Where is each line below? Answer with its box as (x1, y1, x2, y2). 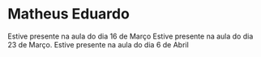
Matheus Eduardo (7, 5, 130, 23)
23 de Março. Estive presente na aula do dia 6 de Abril (7, 39, 190, 49)
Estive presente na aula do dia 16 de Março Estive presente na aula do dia (7, 31, 254, 41)
